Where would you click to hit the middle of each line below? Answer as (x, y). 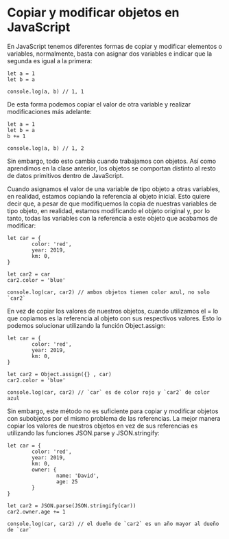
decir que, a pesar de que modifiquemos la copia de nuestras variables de (112, 203)
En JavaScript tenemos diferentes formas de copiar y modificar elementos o (115, 46)
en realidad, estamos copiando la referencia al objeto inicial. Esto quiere (109, 196)
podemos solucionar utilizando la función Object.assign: (86, 325)
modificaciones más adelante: (49, 111)
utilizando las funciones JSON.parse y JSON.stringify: (83, 433)
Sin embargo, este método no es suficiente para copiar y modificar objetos (113, 411)
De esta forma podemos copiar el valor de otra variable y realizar (99, 104)
